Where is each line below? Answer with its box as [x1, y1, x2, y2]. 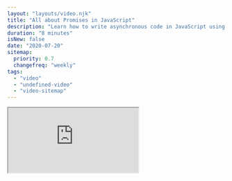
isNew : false [7, 36, 45, 43]
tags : [7, 68, 23, 75]
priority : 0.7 [13, 55, 54, 62]
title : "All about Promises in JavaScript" [7, 17, 135, 24]
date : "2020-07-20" [7, 42, 64, 49]
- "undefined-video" [13, 81, 73, 88]
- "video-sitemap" [13, 87, 67, 94]
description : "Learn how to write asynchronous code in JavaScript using [7, 23, 226, 30]
